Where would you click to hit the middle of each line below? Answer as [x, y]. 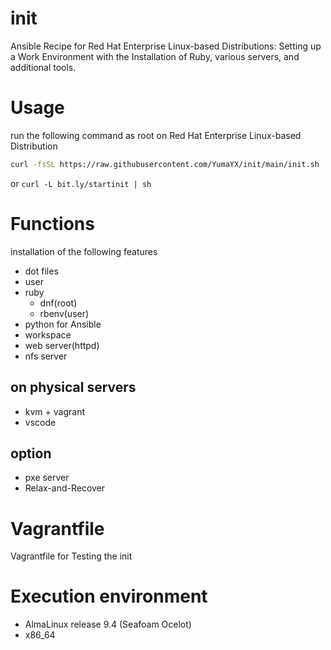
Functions [52, 223]
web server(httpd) [62, 345]
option [31, 453]
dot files [41, 271]
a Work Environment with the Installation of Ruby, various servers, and [155, 56]
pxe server [47, 478]
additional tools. [43, 67]
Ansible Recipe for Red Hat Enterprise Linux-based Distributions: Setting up [166, 46]
